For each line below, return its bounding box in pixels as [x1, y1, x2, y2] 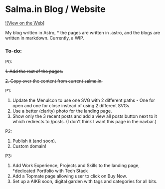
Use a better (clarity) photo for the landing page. [12, 108, 112, 114]
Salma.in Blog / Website [5, 3, 106, 15]
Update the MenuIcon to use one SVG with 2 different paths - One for [12, 97, 156, 103]
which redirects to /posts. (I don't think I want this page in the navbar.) [12, 119, 157, 125]
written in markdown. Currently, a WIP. [5, 35, 85, 41]
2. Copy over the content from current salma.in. [5, 78, 103, 84]
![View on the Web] [5, 20, 45, 26]
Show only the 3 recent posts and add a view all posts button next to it [12, 113, 157, 119]
